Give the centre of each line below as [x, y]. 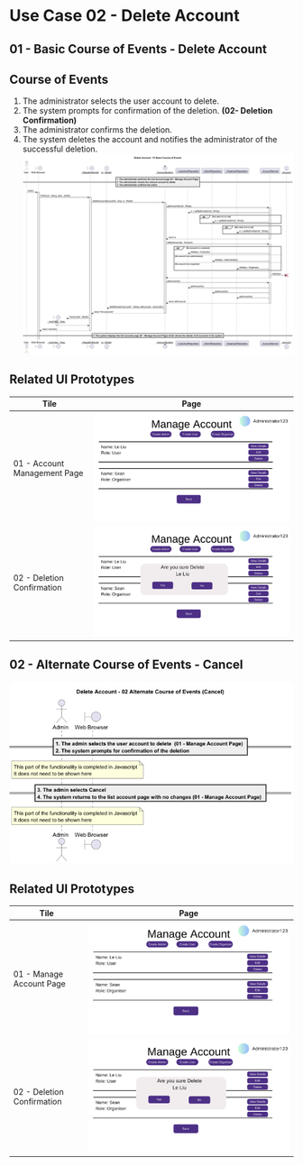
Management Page [48, 473]
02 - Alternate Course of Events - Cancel [126, 665]
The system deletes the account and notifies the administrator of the [150, 140]
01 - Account [39, 463]
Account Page [39, 983]
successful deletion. [60, 149]
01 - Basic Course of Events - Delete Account [138, 49]
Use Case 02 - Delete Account [125, 16]
